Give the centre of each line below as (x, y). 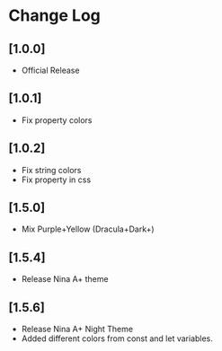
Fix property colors (57, 120)
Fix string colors (51, 170)
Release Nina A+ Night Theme (77, 329)
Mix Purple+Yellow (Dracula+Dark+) (88, 229)
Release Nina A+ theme (65, 279)
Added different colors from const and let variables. (117, 338)
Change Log (54, 16)
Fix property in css (56, 180)
